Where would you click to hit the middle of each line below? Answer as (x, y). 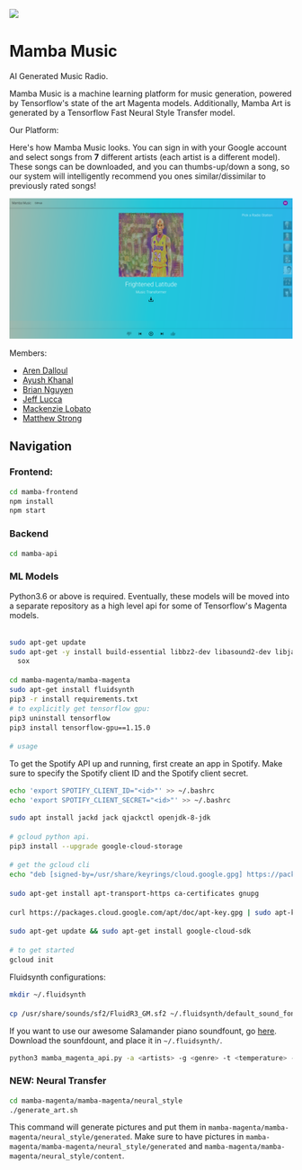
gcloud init (31, 960)
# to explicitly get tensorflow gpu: (80, 709)
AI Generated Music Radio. (59, 75)
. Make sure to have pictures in (187, 1137)
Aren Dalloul (45, 370)
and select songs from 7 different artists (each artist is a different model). (145, 156)
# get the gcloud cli (50, 865)
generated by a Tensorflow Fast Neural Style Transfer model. (122, 112)
